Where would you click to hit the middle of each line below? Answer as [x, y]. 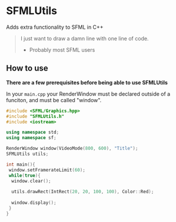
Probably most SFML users [62, 50]
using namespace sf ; [31, 138]
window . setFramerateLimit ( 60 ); [47, 170]
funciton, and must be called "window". [54, 100]
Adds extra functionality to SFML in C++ [55, 27]
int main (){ [21, 164]
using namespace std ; [33, 132]
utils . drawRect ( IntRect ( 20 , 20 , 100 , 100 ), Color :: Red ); [83, 192]
